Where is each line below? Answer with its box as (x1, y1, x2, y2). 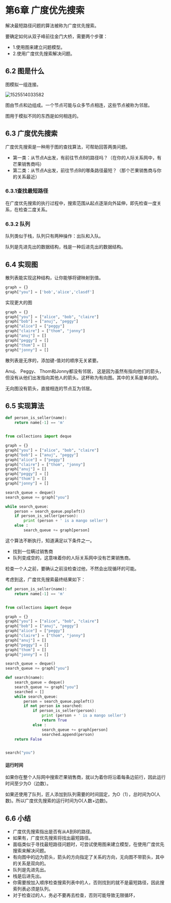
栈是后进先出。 (12, 873, 44, 879)
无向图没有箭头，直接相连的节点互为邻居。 (5, 385, 95, 391)
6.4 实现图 (5, 260, 38, 269)
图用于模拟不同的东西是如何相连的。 (5, 113, 81, 119)
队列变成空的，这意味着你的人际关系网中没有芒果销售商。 (12, 555, 133, 561)
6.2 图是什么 (5, 67, 45, 75)
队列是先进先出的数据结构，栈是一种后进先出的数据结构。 (5, 244, 126, 250)
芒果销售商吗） (12, 161, 44, 167)
